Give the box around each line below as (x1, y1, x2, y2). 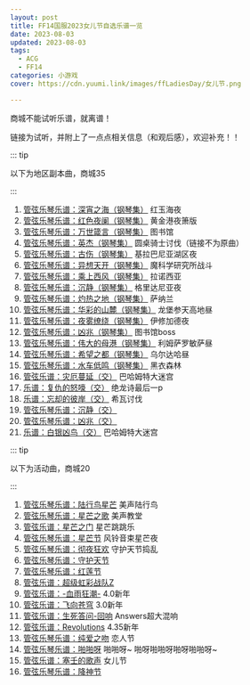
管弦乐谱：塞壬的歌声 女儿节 (22, 655, 127, 665)
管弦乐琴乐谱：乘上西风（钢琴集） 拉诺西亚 (22, 271, 181, 281)
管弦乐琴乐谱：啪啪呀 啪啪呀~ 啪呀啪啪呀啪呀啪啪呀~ (22, 643, 218, 655)
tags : (10, 46, 30, 55)
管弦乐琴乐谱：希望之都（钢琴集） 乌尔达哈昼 (22, 348, 190, 359)
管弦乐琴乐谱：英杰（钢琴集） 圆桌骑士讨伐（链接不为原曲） (22, 237, 244, 248)
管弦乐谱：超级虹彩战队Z (22, 576, 115, 588)
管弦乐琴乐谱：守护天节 (22, 554, 109, 566)
